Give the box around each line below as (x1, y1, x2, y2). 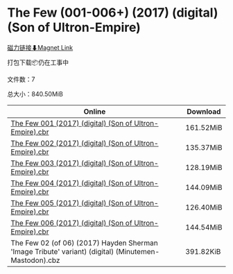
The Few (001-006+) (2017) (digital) (7, 5, 218, 21)
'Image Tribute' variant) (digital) (10, 246, 114, 256)
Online (83, 106, 106, 116)
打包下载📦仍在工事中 (7, 58, 69, 67)
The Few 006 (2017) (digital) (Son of (10, 218, 133, 228)
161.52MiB (185, 123, 223, 132)
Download (187, 106, 221, 116)
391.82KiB (185, 246, 221, 256)
